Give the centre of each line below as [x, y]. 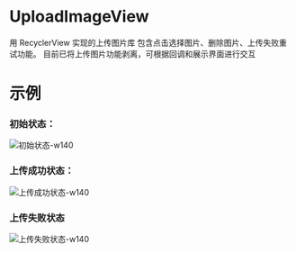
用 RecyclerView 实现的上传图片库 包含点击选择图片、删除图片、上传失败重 [148, 42]
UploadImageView [80, 17]
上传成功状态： [42, 171]
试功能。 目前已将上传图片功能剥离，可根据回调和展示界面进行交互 [133, 54]
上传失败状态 [37, 218]
